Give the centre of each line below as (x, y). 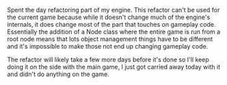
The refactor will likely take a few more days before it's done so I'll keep (108, 60)
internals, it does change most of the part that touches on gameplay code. (111, 24)
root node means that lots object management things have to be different (110, 39)
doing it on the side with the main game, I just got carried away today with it (114, 67)
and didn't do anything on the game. (58, 74)
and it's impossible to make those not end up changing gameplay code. (108, 46)
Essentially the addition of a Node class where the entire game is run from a (114, 32)
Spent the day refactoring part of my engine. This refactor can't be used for (113, 10)
